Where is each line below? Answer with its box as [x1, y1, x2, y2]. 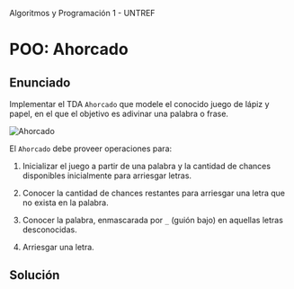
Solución [9, 267, 60, 283]
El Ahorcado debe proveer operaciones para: [9, 143, 173, 154]
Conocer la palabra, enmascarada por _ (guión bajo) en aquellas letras [22, 215, 283, 225]
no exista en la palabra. [22, 197, 110, 208]
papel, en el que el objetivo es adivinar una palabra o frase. [9, 108, 229, 119]
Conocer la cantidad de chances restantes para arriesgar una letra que [22, 188, 286, 198]
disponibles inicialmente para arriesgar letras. [22, 170, 192, 181]
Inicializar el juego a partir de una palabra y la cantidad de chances [22, 161, 272, 171]
